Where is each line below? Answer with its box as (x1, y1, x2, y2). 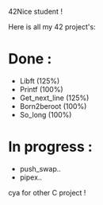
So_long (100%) (19, 110, 72, 119)
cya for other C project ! (8, 188, 86, 197)
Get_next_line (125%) (19, 93, 90, 102)
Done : (8, 50, 52, 68)
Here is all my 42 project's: (8, 22, 97, 31)
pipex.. (19, 172, 42, 182)
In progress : (8, 138, 93, 156)
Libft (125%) (19, 75, 60, 86)
